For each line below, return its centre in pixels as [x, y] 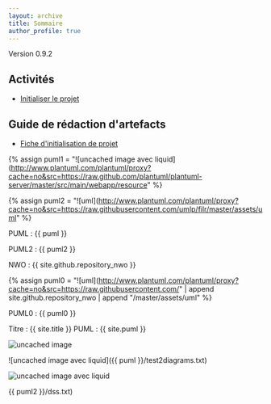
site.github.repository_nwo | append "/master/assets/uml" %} [110, 297]
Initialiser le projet [50, 99]
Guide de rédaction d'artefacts [87, 124]
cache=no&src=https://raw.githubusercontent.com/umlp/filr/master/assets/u [135, 209]
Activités [31, 79]
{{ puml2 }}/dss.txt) [41, 391]
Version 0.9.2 [31, 54]
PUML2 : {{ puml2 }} [42, 249]
